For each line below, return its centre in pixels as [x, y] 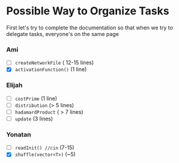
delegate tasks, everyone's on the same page [62, 34]
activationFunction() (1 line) [51, 70]
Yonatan [19, 134]
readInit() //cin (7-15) [44, 147]
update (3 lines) [34, 119]
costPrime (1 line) [36, 98]
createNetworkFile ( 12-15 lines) [54, 63]
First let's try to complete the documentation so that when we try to [89, 28]
